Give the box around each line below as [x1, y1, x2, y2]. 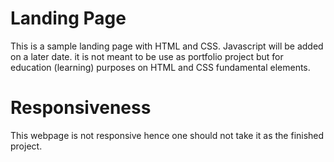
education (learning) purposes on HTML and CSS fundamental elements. [10, 61, 311, 73]
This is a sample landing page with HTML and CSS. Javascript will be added [10, 40, 324, 52]
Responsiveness [10, 97, 152, 119]
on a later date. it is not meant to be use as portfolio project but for [10, 50, 284, 62]
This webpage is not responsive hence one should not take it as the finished [10, 129, 325, 141]
